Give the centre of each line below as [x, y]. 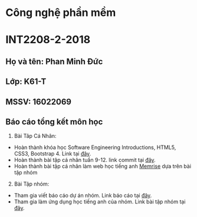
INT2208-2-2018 [48, 40]
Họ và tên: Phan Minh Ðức [54, 61]
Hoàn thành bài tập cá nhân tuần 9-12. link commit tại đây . [85, 160]
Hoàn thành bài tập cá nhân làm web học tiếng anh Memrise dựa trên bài [103, 166]
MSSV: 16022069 [39, 101]
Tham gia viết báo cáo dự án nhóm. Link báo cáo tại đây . [83, 196]
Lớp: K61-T [26, 82]
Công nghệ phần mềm [61, 13]
